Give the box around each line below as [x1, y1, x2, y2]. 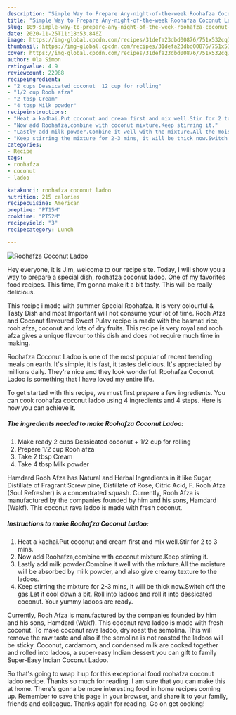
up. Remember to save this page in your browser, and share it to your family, [7, 692, 228, 700]
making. [7, 339, 31, 347]
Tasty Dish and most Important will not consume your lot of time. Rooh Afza [7, 309, 226, 317]
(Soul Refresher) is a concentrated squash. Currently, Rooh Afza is [7, 488, 200, 497]
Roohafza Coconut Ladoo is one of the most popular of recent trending [7, 352, 213, 361]
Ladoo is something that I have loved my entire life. [7, 375, 155, 383]
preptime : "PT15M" [7, 206, 61, 213]
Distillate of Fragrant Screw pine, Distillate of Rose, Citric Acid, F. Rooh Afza [7, 480, 226, 490]
